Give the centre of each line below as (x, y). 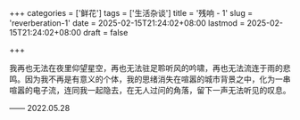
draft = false (106, 32)
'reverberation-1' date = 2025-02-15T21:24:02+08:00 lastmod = (127, 23)
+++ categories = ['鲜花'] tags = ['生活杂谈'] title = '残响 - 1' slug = (131, 13)
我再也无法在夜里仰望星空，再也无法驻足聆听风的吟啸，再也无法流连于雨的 (146, 68)
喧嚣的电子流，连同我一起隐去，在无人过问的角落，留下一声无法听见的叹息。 (150, 90)
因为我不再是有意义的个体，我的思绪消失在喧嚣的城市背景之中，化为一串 (158, 79)
